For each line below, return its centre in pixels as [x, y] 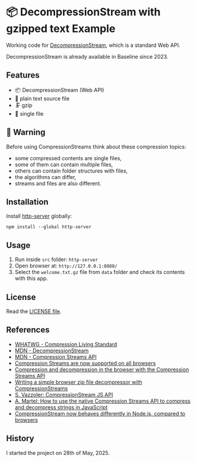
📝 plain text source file [42, 98]
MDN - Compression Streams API [55, 356]
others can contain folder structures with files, [71, 171]
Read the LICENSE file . [34, 311]
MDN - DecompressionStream [52, 351]
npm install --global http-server [49, 227]
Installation [27, 202]
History [20, 439]
